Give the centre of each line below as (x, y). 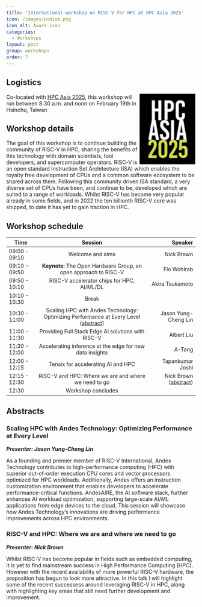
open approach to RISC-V (92, 272)
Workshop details (40, 129)
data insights (92, 353)
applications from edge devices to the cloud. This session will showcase (96, 506)
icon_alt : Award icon (33, 25)
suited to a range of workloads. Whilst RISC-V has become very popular (95, 194)
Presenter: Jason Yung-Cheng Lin (50, 449)
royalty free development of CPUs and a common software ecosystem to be (100, 175)
